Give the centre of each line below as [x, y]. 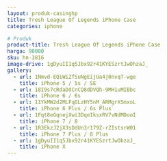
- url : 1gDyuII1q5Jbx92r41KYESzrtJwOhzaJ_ [75, 140]
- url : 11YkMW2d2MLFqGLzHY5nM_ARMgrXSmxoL [75, 102]
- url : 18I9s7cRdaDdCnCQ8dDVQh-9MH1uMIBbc [75, 90]
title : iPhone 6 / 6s [50, 96]
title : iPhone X [43, 147]
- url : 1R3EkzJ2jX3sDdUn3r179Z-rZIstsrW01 [75, 127]
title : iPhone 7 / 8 [49, 121]
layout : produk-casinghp [42, 13]
